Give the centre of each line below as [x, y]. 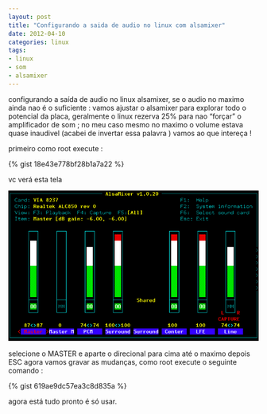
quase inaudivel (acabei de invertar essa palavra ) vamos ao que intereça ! [130, 133]
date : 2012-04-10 [37, 33]
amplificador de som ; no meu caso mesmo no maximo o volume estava [126, 124]
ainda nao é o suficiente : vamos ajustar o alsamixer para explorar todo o [127, 107]
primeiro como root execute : [56, 148]
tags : [17, 51]
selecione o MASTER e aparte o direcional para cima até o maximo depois [129, 353]
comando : [26, 371]
